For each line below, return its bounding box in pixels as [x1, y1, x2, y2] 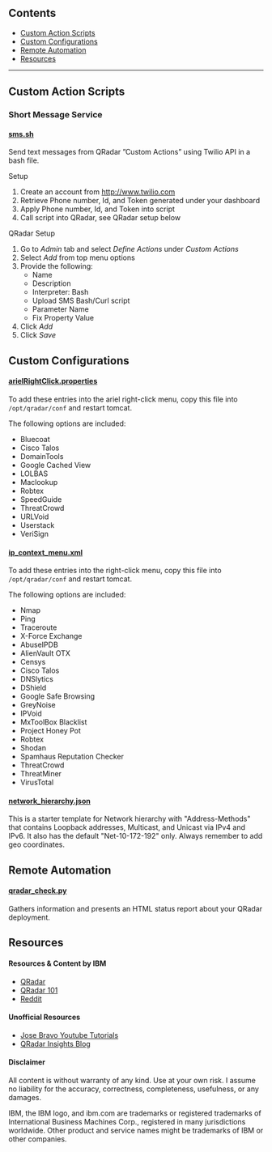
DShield [19, 683, 47, 693]
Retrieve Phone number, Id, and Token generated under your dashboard [19, 196, 261, 206]
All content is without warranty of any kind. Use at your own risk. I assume [8, 1075, 257, 1085]
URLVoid [19, 512, 49, 521]
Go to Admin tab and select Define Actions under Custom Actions [19, 244, 239, 254]
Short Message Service [8, 109, 103, 121]
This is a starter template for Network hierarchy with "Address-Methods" [8, 814, 251, 824]
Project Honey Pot [19, 726, 81, 736]
